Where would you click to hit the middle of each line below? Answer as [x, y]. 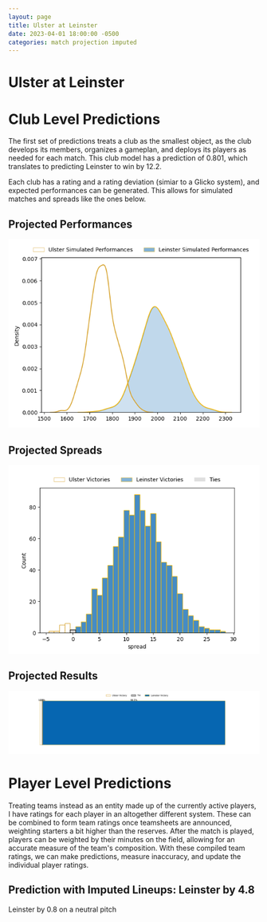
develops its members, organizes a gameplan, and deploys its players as [128, 150]
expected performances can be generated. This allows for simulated [121, 191]
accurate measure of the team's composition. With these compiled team [127, 848]
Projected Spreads [55, 450]
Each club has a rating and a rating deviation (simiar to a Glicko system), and [134, 182]
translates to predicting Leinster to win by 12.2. [85, 167]
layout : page [30, 17]
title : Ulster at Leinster [53, 25]
